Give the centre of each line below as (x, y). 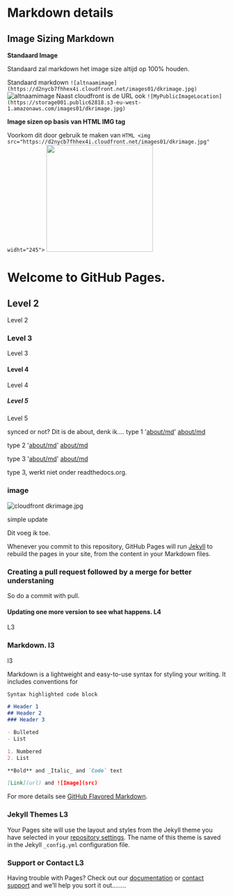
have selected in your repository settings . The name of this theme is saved (114, 837)
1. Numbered (24, 752)
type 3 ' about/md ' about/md (48, 459)
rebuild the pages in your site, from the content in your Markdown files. (109, 553)
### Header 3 (26, 720)
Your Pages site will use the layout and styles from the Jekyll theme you (110, 830)
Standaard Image (32, 55)
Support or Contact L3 (46, 863)
